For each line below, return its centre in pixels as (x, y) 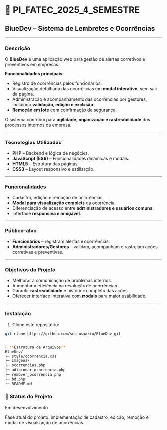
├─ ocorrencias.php (25, 365)
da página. (23, 94)
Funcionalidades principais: (35, 74)
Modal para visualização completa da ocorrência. (64, 203)
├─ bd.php (15, 379)
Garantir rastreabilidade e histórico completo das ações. (71, 291)
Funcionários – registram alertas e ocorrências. (61, 242)
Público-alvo (21, 230)
